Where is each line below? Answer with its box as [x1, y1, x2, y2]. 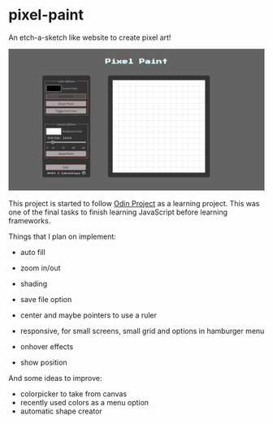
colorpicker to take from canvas [19, 388, 128, 399]
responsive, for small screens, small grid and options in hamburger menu [19, 326, 265, 335]
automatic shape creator [19, 406, 103, 416]
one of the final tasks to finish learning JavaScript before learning [8, 207, 228, 217]
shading [19, 279, 48, 288]
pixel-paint [8, 6, 84, 24]
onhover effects [19, 341, 74, 351]
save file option [19, 294, 72, 304]
